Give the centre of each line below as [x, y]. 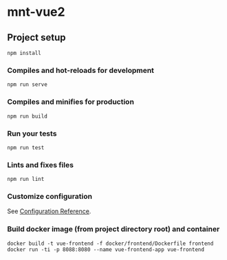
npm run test [26, 148]
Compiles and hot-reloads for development [81, 70]
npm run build [28, 116]
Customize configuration [50, 197]
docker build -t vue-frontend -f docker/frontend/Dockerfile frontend [110, 243]
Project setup [37, 37]
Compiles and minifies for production [71, 102]
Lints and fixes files [41, 164]
